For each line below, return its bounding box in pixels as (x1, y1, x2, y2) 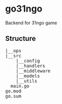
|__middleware (16, 68, 51, 74)
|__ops (5, 47, 22, 54)
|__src (5, 53, 22, 59)
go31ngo (5, 3, 43, 15)
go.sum (5, 93, 22, 99)
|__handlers (16, 63, 45, 69)
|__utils (16, 78, 38, 84)
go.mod (5, 88, 22, 94)
